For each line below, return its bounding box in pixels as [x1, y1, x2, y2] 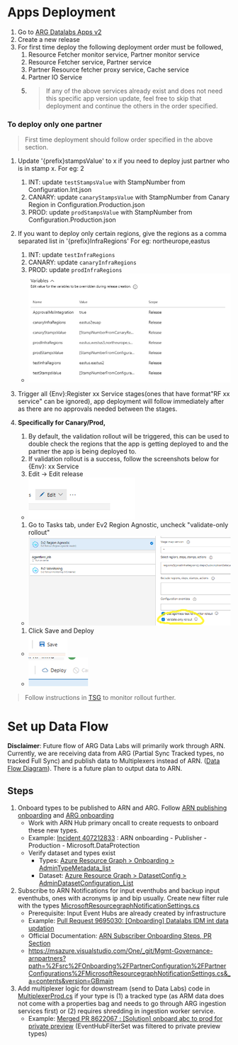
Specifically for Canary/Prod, [17, 418, 106, 427]
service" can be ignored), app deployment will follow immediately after [17, 397, 225, 405]
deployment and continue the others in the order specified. [45, 101, 218, 110]
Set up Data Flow [7, 718, 108, 734]
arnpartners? [28, 954, 67, 963]
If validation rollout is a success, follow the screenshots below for [28, 454, 220, 463]
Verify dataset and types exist [28, 849, 115, 857]
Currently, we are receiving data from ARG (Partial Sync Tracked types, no [7, 749, 225, 758]
